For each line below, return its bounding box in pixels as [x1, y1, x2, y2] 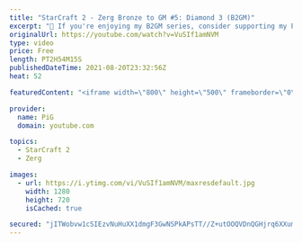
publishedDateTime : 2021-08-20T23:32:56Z [9, 64, 167, 73]
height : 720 [25, 195, 70, 204]
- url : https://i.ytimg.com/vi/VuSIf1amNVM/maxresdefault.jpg [17, 178, 255, 187]
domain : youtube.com [17, 121, 94, 130]
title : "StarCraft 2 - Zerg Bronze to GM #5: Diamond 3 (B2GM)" [9, 13, 255, 22]
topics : [9, 137, 39, 147]
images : [9, 170, 39, 179]
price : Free [9, 47, 54, 56]
